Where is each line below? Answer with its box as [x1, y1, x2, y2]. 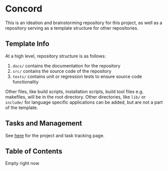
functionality [12, 78, 39, 84]
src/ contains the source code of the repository [12, 68, 112, 74]
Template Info [5, 40, 49, 48]
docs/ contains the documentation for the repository [12, 62, 121, 68]
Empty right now [5, 160, 39, 166]
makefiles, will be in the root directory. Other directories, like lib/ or [5, 94, 146, 100]
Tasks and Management [5, 119, 82, 128]
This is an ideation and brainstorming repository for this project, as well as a [5, 20, 162, 26]
